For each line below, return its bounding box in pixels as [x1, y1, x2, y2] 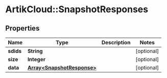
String [27, 47, 43, 55]
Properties [5, 24, 40, 33]
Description [101, 39, 131, 46]
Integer [27, 56, 46, 63]
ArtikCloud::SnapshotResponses [5, 4, 149, 15]
